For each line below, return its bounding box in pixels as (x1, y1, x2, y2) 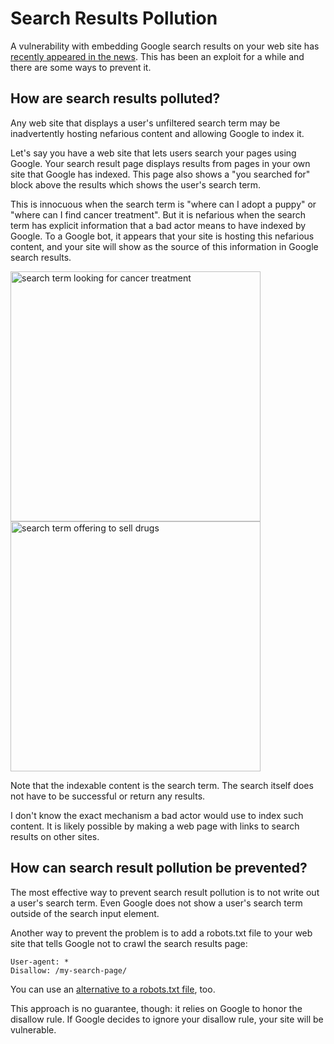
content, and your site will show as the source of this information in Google (10, 240, 319, 252)
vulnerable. (10, 1023, 57, 1036)
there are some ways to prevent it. (10, 61, 152, 73)
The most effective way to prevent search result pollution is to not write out (10, 886, 320, 898)
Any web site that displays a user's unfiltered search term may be (10, 117, 281, 129)
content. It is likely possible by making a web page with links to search (10, 820, 300, 832)
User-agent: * (10, 957, 70, 967)
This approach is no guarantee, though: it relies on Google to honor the (10, 1002, 303, 1014)
